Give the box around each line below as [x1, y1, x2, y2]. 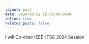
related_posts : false [5, 21, 50, 26]
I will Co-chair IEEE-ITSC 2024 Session [5, 34, 85, 40]
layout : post [5, 7, 32, 12]
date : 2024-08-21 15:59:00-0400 [5, 12, 71, 17]
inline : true [5, 16, 32, 21]
